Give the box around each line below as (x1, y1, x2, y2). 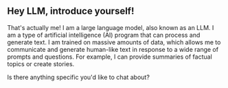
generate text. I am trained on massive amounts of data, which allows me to (7, 38, 221, 46)
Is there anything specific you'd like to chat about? (7, 73, 150, 81)
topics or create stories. (7, 59, 75, 68)
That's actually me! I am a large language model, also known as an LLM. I (7, 23, 214, 31)
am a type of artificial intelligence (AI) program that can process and (7, 31, 201, 39)
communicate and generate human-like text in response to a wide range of (7, 45, 218, 53)
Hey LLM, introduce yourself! (7, 5, 135, 17)
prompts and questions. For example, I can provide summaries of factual (7, 53, 213, 61)
